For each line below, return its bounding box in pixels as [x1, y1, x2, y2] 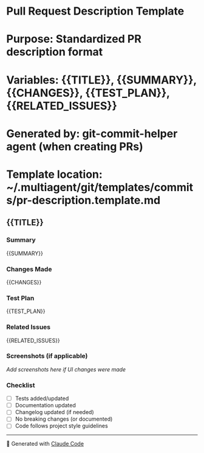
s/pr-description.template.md [6, 193, 161, 207]
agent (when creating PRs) [6, 139, 144, 153]
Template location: [6, 167, 103, 181]
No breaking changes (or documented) [15, 415, 113, 423]
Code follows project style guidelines [15, 422, 108, 430]
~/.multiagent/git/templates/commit [6, 180, 194, 194]
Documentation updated [15, 402, 76, 409]
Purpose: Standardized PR [6, 32, 141, 46]
